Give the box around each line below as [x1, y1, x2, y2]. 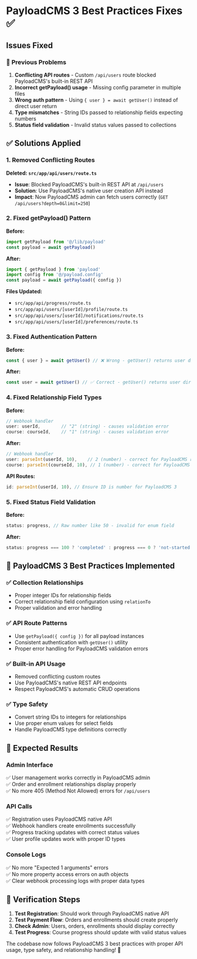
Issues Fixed [6, 40, 53, 51]
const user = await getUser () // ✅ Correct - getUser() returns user [6, 379, 181, 386]
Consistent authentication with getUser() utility [14, 639, 128, 646]
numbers [14, 115, 37, 122]
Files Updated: [6, 288, 43, 295]
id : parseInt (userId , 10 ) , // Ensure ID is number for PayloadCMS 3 [6, 484, 177, 490]
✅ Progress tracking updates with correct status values [6, 829, 140, 836]
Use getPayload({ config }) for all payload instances [14, 632, 145, 639]
